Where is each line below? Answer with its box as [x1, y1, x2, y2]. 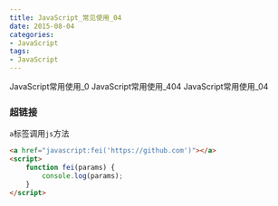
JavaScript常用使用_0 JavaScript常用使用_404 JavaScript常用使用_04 [9, 81, 269, 91]
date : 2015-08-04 [9, 22, 75, 31]
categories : [9, 30, 54, 39]
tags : [9, 47, 30, 56]
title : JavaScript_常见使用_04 [9, 13, 122, 23]
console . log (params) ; [42, 171, 124, 181]
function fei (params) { [25, 164, 116, 173]
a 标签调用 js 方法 [9, 128, 70, 139]
